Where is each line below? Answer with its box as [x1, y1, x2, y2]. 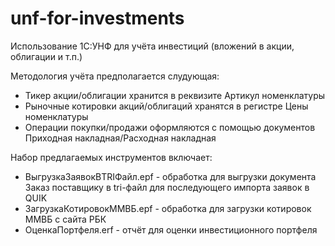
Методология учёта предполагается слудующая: [10, 70, 220, 82]
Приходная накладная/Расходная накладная [24, 132, 217, 144]
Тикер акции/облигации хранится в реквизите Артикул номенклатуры [24, 89, 326, 101]
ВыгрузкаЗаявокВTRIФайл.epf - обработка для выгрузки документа [24, 170, 317, 182]
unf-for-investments [10, 7, 185, 30]
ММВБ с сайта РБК [24, 213, 107, 225]
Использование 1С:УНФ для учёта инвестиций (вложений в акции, [10, 40, 295, 52]
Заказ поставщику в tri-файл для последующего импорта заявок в [24, 181, 310, 193]
